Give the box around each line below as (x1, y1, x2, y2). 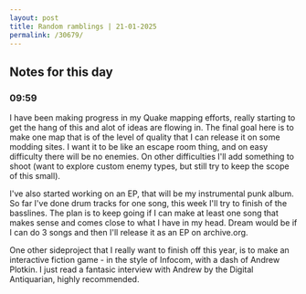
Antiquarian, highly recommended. (9, 274, 140, 285)
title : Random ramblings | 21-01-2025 (9, 22, 157, 31)
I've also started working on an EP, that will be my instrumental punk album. (9, 188, 294, 199)
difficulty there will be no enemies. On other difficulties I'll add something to (9, 152, 295, 163)
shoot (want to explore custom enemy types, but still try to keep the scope (9, 161, 290, 172)
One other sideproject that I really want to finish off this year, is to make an (9, 245, 290, 256)
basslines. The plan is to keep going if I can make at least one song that (9, 207, 279, 219)
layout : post (9, 13, 59, 23)
